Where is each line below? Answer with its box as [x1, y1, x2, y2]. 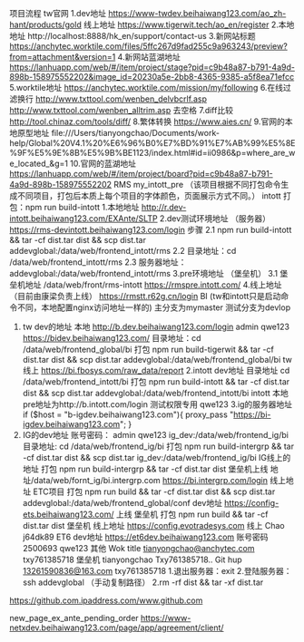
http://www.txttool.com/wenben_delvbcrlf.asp [34, 93, 207, 104]
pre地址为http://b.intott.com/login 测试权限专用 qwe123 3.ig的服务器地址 [22, 399, 293, 410]
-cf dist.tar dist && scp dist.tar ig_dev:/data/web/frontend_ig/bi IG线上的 [22, 452, 291, 462]
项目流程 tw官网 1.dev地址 [9, 8, 107, 18]
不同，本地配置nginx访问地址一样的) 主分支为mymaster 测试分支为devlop [16, 302, 291, 313]
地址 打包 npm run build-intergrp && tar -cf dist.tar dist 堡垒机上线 [22, 463, 269, 474]
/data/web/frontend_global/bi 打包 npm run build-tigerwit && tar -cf [22, 344, 274, 355]
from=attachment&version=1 [9, 52, 116, 62]
